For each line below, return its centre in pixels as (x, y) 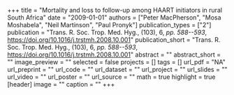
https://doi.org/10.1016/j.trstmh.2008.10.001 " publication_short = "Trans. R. (114, 40)
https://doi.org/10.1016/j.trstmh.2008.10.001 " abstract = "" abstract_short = (114, 54)
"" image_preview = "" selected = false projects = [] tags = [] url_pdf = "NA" (116, 62)
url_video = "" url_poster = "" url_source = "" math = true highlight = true (111, 77)
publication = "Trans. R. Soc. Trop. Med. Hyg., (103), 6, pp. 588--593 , (107, 32)
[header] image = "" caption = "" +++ (61, 84)
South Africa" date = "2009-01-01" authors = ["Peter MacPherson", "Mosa (114, 17)
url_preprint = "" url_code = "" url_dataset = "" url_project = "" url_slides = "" (117, 70)
